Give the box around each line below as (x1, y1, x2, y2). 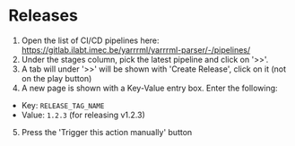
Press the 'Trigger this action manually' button (21, 126, 193, 137)
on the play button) (21, 73, 92, 83)
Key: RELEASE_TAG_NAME (21, 99, 105, 110)
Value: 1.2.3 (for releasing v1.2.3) (21, 109, 145, 120)
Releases (8, 5, 78, 26)
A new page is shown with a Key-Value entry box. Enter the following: (21, 82, 279, 93)
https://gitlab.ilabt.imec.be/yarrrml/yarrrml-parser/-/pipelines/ (21, 44, 251, 55)
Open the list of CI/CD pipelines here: (21, 35, 160, 46)
